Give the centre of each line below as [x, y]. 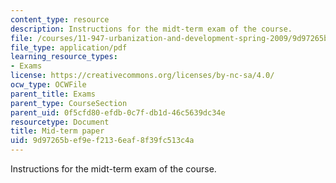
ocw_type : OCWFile [48, 85]
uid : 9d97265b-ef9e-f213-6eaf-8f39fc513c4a [102, 141]
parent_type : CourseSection [69, 103]
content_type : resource [60, 19]
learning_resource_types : [64, 57]
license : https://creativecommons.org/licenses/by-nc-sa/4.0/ [142, 76]
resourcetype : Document [60, 122]
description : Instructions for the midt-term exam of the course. [151, 29]
